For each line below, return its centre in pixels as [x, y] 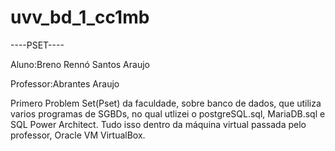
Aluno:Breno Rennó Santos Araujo [80, 64]
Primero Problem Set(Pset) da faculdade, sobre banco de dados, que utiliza [166, 103]
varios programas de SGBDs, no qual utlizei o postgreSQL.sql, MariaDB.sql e [168, 113]
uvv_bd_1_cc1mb [80, 17]
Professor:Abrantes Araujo [65, 83]
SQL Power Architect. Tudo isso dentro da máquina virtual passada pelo [158, 124]
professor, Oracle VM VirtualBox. [78, 135]
